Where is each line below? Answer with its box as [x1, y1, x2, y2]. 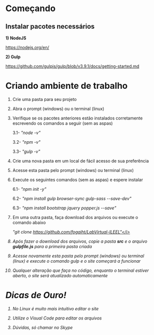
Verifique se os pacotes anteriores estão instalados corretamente [12, 115, 143, 121]
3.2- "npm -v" [12, 139, 41, 145]
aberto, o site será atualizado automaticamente [12, 272, 108, 278]
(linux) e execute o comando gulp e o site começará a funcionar [12, 258, 141, 264]
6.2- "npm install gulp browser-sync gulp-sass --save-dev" [12, 195, 132, 201]
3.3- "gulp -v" [12, 149, 41, 154]
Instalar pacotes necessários [5, 22, 95, 31]
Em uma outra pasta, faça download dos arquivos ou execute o [12, 214, 138, 220]
